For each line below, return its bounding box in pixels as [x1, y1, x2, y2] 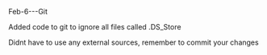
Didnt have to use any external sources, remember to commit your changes [8, 37, 260, 47]
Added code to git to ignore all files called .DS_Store [8, 22, 181, 31]
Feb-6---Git [8, 7, 48, 16]
